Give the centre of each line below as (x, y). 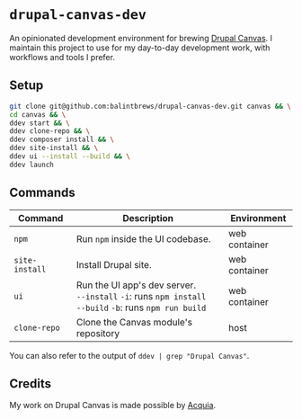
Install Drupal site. (114, 264)
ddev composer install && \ (62, 140)
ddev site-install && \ (54, 148)
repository (98, 333)
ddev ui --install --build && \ (70, 156)
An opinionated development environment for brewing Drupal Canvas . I (141, 38)
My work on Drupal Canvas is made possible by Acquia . (113, 406)
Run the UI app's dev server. (136, 285)
